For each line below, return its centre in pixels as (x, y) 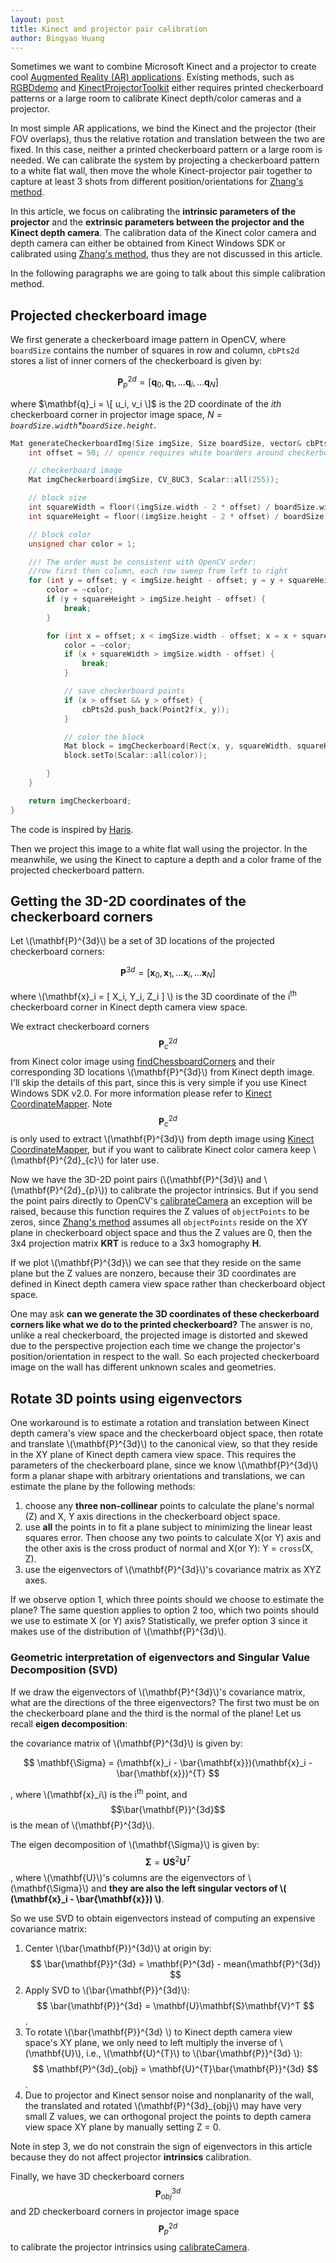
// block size (57, 498)
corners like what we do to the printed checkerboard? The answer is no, (162, 1325)
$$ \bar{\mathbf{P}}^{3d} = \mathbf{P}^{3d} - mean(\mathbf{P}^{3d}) (175, 1963)
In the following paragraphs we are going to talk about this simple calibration (168, 273)
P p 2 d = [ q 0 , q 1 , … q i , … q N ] (168, 382)
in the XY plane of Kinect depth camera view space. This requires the (153, 1455)
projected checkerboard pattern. (77, 870)
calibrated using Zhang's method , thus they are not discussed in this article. (166, 254)
